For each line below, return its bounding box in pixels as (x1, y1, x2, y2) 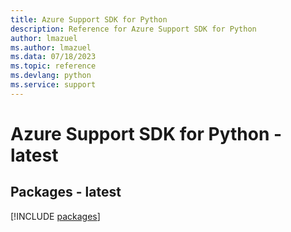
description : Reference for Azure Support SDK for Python (10, 24, 257, 34)
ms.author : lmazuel (10, 42, 92, 53)
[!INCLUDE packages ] (10, 210, 101, 222)
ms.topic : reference (10, 61, 97, 71)
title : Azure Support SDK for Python (10, 14, 168, 25)
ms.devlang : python (10, 71, 92, 81)
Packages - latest (10, 184, 122, 201)
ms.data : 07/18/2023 (10, 52, 97, 62)
